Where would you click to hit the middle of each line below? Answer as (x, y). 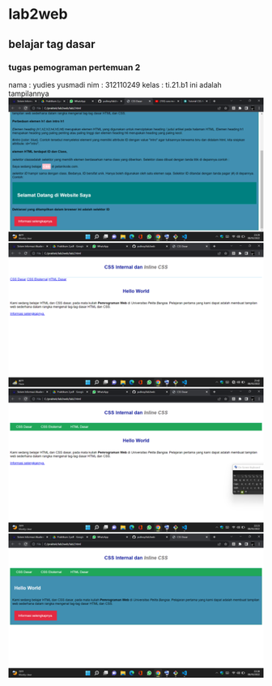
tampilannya (29, 93)
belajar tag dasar (52, 44)
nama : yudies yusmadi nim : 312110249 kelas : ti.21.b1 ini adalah (115, 84)
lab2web (38, 14)
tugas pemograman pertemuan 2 (74, 67)
